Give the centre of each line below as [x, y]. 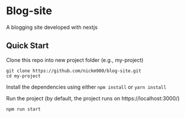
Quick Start [27, 46]
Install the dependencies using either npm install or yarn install [86, 87]
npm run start [24, 109]
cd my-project [24, 76]
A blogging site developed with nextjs [52, 27]
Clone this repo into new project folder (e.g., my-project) [75, 60]
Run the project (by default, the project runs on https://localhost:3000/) [93, 98]
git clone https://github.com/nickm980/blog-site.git [74, 71]
